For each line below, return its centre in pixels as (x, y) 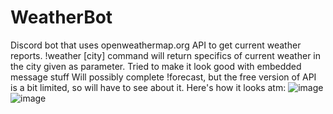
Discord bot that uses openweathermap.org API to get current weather (156, 45)
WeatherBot (61, 17)
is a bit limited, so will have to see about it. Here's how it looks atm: (148, 87)
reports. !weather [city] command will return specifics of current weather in (166, 55)
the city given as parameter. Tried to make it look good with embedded (156, 66)
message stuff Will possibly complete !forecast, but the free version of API (163, 77)
